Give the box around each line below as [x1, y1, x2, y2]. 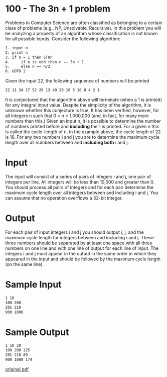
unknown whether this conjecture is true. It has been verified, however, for [5, 108, 159, 114]
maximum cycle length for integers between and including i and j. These [5, 234, 154, 240]
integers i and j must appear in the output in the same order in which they [5, 250, 157, 256]
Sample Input [5, 279, 62, 291]
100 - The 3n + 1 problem [5, 3, 111, 15]
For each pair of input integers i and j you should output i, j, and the [5, 229, 144, 235]
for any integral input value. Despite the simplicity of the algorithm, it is [5, 102, 151, 108]
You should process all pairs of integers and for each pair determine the [5, 184, 154, 190]
